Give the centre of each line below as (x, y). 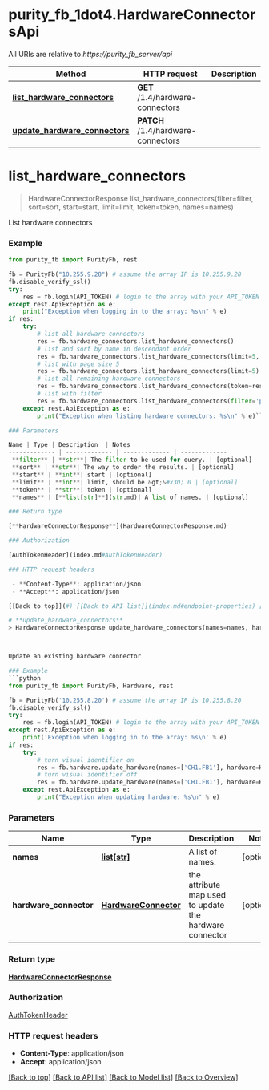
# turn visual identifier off (87, 775)
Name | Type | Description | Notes (69, 445)
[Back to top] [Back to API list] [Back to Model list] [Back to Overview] (123, 1077)
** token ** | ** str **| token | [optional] (82, 490)
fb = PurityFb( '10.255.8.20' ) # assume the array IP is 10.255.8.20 (125, 700)
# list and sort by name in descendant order (114, 349)
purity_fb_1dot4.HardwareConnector (132, 15)
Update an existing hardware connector (75, 656)
